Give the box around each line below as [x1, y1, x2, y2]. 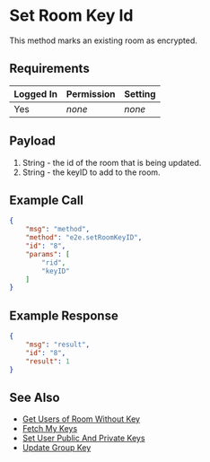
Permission [66, 87, 116, 100]
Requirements [9, 61, 90, 76]
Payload [9, 134, 57, 149]
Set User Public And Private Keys [22, 432, 145, 444]
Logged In [13, 87, 58, 100]
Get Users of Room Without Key [22, 414, 141, 424]
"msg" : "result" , [25, 340, 91, 349]
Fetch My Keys [22, 423, 78, 434]
